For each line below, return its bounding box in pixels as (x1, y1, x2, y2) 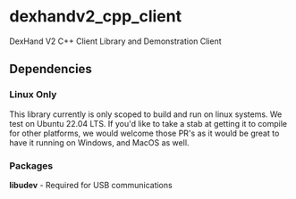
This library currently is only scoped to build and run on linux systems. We (9, 109, 283, 120)
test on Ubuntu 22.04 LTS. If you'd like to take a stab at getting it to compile (9, 118, 288, 129)
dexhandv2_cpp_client (9, 6, 182, 27)
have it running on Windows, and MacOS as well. (9, 137, 190, 148)
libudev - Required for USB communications (9, 179, 173, 190)
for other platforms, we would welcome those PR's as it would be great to (9, 128, 280, 138)
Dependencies (9, 62, 92, 77)
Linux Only (9, 88, 57, 101)
